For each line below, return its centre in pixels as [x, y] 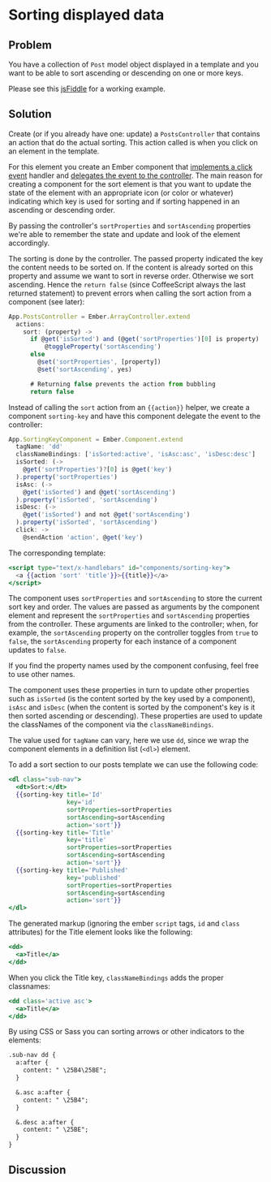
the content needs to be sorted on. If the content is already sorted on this [131, 267]
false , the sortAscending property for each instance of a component [123, 641]
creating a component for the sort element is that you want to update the [130, 183]
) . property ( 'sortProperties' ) [67, 477]
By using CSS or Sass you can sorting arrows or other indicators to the [127, 1032]
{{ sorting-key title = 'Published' [72, 870]
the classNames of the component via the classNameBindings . [111, 725]
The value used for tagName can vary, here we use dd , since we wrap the [129, 740]
